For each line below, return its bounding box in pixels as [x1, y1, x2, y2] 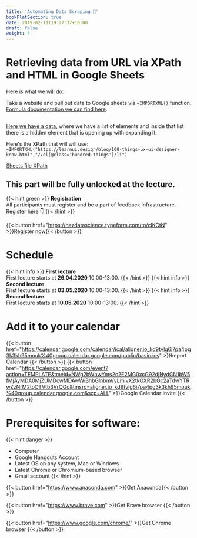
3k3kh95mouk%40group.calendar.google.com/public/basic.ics [6, 352, 160, 359]
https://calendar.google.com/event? [21, 365, 109, 372]
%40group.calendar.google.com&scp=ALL [6, 390, 109, 397]
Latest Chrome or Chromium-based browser [14, 467, 122, 474]
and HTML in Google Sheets [6, 68, 145, 82]
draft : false [6, 25, 38, 31]
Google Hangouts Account [14, 454, 79, 461]
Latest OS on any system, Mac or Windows [14, 460, 119, 467]
